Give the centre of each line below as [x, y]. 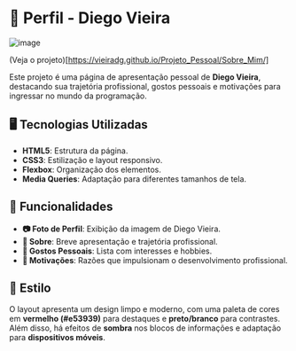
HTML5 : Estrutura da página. [75, 151]
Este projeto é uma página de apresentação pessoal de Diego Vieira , [135, 77]
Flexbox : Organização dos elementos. [91, 169]
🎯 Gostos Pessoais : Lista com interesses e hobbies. [117, 251]
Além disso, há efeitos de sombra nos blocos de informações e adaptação [145, 328]
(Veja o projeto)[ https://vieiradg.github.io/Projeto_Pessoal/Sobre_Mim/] [139, 59]
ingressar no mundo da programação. [78, 96]
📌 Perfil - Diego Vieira [90, 18]
